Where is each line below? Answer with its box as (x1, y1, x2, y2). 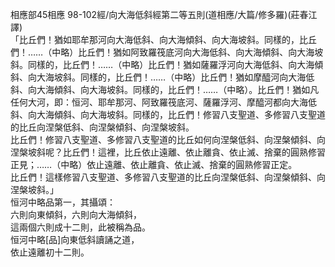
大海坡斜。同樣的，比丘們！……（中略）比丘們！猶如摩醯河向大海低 (36, 71, 315, 83)
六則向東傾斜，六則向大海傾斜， (10, 209, 142, 220)
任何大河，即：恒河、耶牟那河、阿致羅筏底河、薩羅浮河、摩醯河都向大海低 (10, 96, 317, 108)
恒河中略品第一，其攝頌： (10, 196, 116, 208)
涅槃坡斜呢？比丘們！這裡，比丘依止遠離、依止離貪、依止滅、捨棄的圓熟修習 (10, 146, 326, 158)
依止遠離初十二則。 (10, 246, 90, 258)
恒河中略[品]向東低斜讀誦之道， (10, 234, 140, 245)
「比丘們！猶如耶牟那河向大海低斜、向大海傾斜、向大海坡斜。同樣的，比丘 (10, 34, 317, 45)
